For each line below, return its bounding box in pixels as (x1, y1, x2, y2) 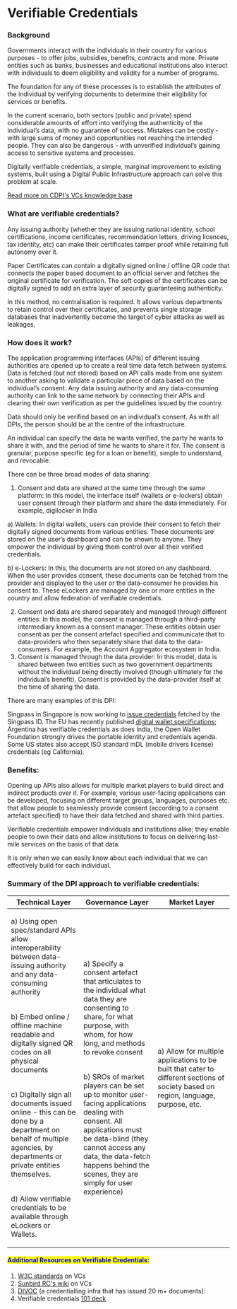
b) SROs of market (83, 1071, 145, 1081)
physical (11, 1056, 39, 1066)
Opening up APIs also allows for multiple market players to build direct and (7, 781, 224, 790)
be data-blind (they (83, 1134, 149, 1144)
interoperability (11, 943, 61, 953)
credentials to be (11, 1202, 67, 1212)
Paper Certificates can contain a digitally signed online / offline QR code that (7, 261, 230, 269)
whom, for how (83, 1029, 133, 1039)
